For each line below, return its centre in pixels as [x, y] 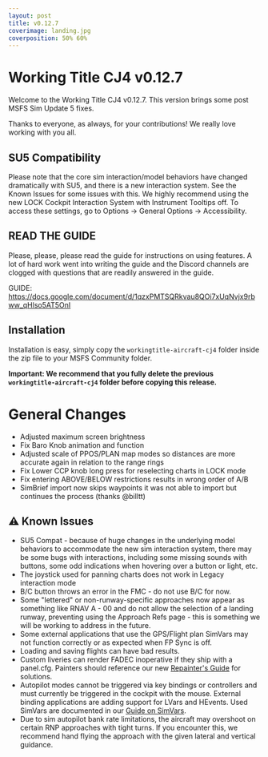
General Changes [67, 414]
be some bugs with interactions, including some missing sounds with [134, 558]
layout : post [30, 16]
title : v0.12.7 [34, 23]
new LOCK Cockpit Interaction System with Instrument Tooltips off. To [123, 202]
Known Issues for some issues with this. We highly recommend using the [129, 194]
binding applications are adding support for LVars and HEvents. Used [134, 703]
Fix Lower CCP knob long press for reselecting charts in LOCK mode [133, 470]
